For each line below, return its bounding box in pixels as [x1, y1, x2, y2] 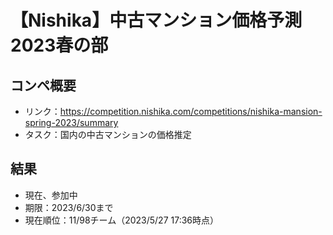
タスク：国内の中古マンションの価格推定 [24, 129, 192, 140]
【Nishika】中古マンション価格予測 [10, 9, 303, 32]
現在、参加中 [24, 189, 78, 201]
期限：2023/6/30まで [24, 201, 114, 213]
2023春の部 [10, 34, 109, 57]
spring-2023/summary [24, 117, 119, 128]
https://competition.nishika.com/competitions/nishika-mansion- [59, 106, 323, 117]
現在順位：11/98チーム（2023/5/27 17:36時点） [24, 214, 220, 226]
